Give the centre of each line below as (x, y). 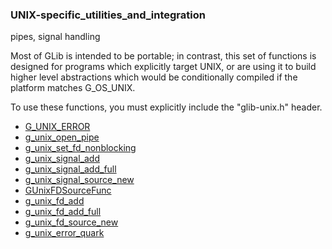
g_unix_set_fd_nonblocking (80, 148)
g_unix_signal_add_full (70, 169)
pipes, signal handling (55, 37)
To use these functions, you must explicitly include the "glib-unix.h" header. (166, 107)
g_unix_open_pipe (62, 137)
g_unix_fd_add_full (63, 212)
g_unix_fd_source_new (71, 222)
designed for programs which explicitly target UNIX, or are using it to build (163, 67)
